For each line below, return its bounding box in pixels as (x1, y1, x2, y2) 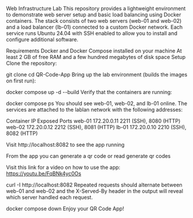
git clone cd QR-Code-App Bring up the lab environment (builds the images (6, 71, 188, 78)
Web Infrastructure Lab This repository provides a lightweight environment (6, 5, 186, 12)
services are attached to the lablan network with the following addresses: (6, 106, 183, 113)
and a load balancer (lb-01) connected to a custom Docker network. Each (6, 23, 183, 30)
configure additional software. (6, 36, 79, 43)
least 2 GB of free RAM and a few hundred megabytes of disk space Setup (6, 54, 186, 60)
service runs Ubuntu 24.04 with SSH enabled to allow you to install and (6, 30, 178, 37)
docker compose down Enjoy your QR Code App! (6, 205, 125, 212)
